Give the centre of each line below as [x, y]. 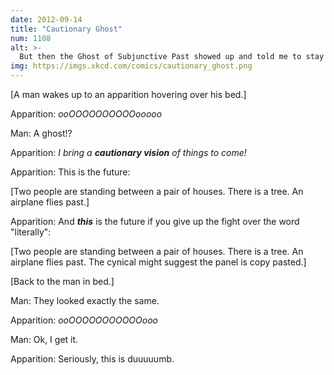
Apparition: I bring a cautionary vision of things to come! [128, 152]
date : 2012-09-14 [46, 19]
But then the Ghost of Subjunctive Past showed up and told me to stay [172, 57]
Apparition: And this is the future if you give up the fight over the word [155, 221]
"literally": [31, 232]
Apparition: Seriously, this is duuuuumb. [92, 359]
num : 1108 [31, 38]
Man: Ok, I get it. [44, 339]
